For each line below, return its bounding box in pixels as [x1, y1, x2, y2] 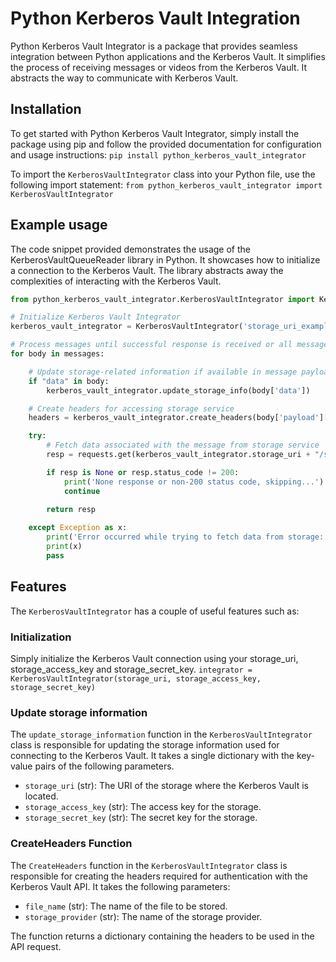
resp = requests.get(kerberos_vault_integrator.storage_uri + [46, 450, 311, 460]
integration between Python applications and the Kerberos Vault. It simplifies [10, 50, 326, 62]
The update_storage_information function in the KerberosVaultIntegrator [10, 728, 313, 741]
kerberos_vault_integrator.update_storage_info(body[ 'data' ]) [46, 385, 311, 396]
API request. [10, 940, 62, 952]
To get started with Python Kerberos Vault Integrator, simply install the [10, 127, 300, 139]
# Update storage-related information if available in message [28, 367, 298, 377]
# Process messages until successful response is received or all [10, 340, 293, 350]
